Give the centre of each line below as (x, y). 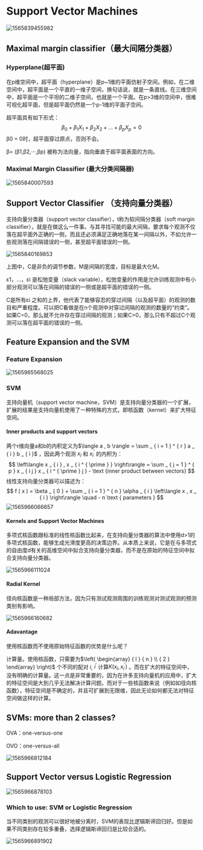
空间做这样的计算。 (30, 698)
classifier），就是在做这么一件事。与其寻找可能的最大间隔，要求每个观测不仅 (101, 226)
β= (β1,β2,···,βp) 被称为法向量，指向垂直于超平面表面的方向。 (82, 152)
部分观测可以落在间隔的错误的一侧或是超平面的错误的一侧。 (80, 287)
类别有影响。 (22, 605)
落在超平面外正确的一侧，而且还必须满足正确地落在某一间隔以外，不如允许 (99, 234)
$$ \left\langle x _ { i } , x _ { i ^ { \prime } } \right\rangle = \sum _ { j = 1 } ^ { (101, 465)
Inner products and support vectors (52, 431)
